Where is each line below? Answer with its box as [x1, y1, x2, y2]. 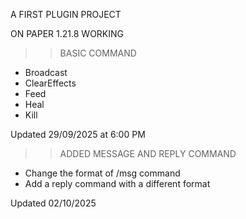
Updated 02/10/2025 [10, 197, 97, 209]
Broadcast [24, 67, 68, 78]
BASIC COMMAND [59, 47, 137, 59]
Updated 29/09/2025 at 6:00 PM [10, 129, 146, 140]
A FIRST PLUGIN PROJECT [10, 9, 122, 20]
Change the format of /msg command [24, 167, 181, 179]
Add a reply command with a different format [24, 178, 211, 189]
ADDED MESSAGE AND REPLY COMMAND [59, 148, 237, 159]
